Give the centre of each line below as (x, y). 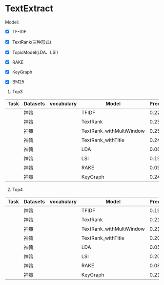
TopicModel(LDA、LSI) (35, 52)
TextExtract (29, 9)
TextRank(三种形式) (32, 42)
